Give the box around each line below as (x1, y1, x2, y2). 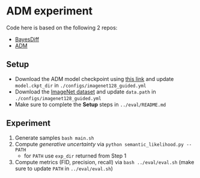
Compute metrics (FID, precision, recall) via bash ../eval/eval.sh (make (14, 158, 195, 165)
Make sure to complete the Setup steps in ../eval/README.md (14, 101, 166, 108)
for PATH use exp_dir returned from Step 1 (23, 152, 127, 159)
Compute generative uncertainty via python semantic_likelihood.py (14, 140, 184, 147)
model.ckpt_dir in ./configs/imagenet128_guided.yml (14, 82, 147, 89)
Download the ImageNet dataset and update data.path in (14, 88, 156, 95)
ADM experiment (6, 4, 93, 18)
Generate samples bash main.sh (14, 134, 94, 141)
